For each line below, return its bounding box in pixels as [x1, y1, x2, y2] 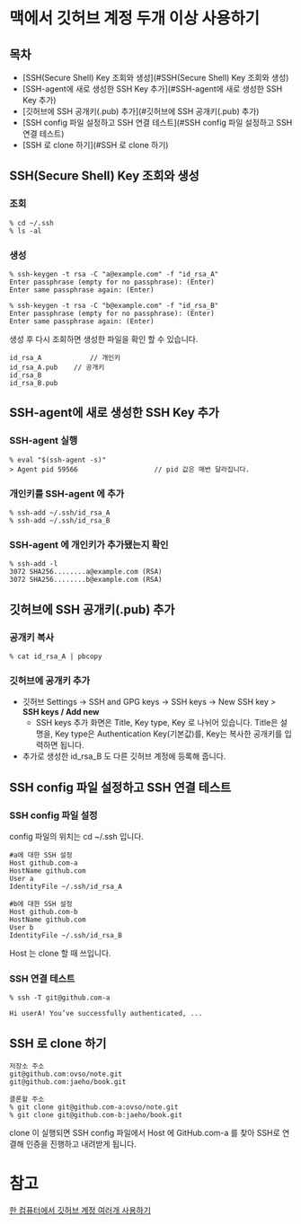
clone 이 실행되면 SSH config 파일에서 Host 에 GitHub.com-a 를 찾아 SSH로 [9, 1128, 280, 1139]
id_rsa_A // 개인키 [9, 353, 121, 362]
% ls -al [9, 226, 42, 235]
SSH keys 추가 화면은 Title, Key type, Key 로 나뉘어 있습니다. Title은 [35, 718, 279, 728]
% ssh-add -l [9, 559, 58, 568]
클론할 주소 [9, 1095, 45, 1105]
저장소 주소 [9, 1061, 45, 1071]
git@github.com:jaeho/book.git [9, 1078, 127, 1087]
